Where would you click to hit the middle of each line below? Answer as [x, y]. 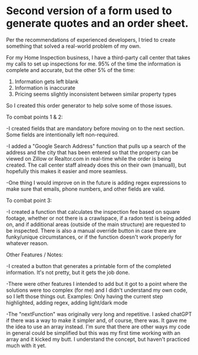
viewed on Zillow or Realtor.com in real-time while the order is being [89, 158]
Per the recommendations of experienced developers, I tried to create [91, 40]
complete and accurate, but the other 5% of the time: [71, 70]
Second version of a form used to [89, 11]
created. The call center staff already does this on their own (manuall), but [96, 165]
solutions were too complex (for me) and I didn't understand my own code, [97, 290]
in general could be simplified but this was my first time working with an [93, 333]
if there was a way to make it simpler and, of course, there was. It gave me [97, 320]
